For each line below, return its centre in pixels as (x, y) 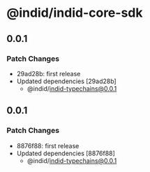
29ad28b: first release (48, 73)
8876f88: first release (48, 145)
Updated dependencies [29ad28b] (66, 81)
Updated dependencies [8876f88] (66, 153)
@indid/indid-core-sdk (75, 13)
